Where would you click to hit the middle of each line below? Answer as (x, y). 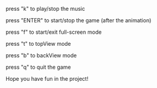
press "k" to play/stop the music (45, 9)
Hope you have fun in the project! (47, 79)
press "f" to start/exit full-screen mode (54, 32)
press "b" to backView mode (41, 55)
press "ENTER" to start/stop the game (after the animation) (78, 20)
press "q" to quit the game (38, 67)
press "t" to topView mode (38, 44)
